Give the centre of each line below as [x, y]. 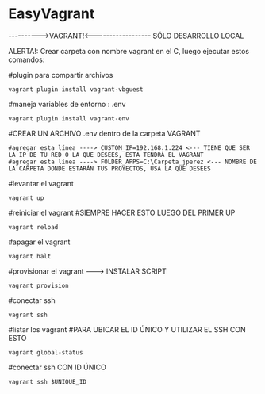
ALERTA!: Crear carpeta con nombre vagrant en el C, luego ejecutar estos [129, 51]
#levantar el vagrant [41, 183]
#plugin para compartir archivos [61, 75]
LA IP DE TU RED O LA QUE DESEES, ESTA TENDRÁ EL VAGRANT [106, 155]
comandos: [27, 59]
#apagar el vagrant [39, 242]
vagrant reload [33, 227]
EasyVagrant [52, 14]
